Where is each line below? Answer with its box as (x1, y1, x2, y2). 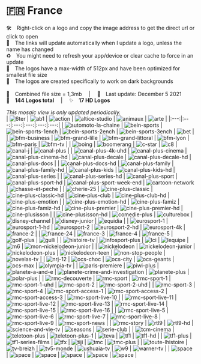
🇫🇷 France (6, 4, 63, 17)
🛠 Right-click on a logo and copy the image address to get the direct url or (6, 24, 195, 31)
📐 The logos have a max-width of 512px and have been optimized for (6, 64, 180, 72)
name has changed (6, 46, 54, 53)
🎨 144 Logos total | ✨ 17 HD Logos (6, 97, 110, 104)
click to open (6, 32, 38, 40)
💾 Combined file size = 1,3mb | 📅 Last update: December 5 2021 (6, 90, 182, 97)
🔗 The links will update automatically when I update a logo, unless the (6, 39, 182, 46)
